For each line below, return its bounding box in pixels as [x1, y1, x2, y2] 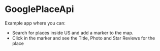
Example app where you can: [5, 20, 66, 26]
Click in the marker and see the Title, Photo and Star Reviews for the [12, 35, 155, 41]
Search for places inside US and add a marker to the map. [12, 29, 134, 35]
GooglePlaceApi [5, 3, 74, 15]
